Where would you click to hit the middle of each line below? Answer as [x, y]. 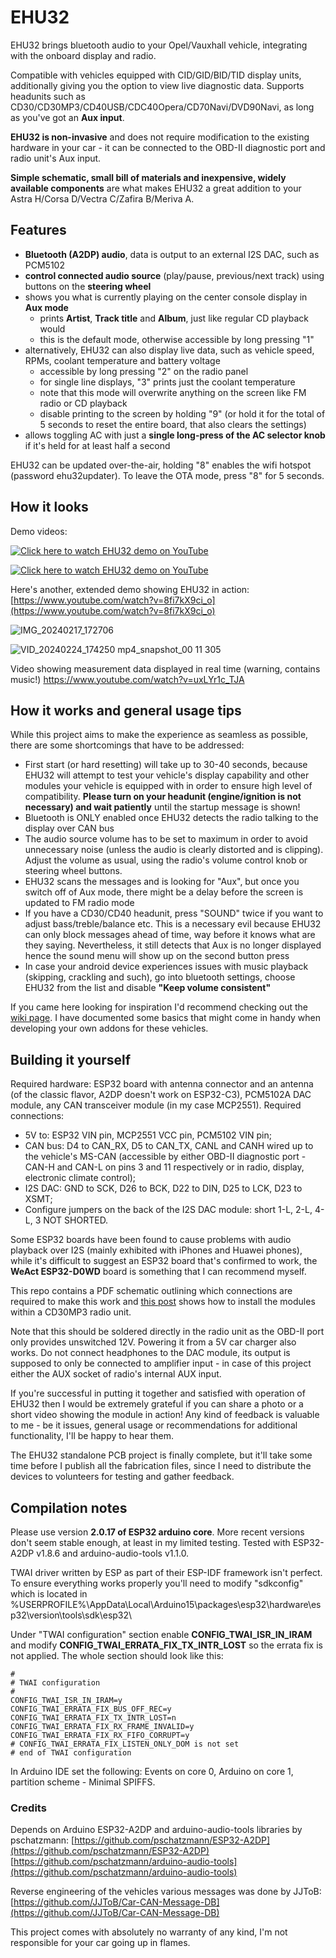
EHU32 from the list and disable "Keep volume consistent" [148, 988]
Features [38, 230]
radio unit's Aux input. [56, 158]
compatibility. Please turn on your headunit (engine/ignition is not [163, 797]
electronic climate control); [80, 1178]
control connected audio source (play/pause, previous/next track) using [174, 275]
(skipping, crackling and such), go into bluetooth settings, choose [160, 977]
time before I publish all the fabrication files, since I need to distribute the [161, 1466]
